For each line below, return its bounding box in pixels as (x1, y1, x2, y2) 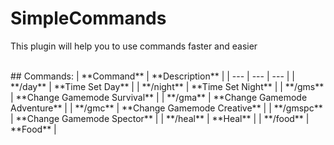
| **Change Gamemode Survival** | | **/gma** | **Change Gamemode (10, 91, 308, 103)
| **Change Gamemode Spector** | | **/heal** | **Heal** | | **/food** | (10, 112, 310, 124)
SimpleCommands (10, 7, 167, 30)
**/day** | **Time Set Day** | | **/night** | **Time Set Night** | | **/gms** (10, 80, 325, 92)
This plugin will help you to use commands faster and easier (10, 40, 258, 52)
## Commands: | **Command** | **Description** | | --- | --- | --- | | (10, 70, 296, 82)
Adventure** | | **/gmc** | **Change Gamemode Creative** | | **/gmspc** (10, 102, 323, 114)
